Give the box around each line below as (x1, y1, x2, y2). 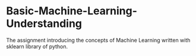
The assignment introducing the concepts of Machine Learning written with (6, 36, 191, 43)
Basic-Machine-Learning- (6, 4, 138, 18)
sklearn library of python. (6, 43, 68, 50)
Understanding (6, 17, 82, 30)
